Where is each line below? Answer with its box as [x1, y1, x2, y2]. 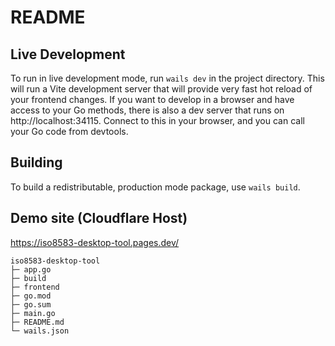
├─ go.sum [10, 299, 52, 310]
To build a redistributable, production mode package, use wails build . [10, 181, 301, 193]
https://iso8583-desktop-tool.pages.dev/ [10, 236, 180, 248]
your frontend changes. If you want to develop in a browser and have [10, 94, 295, 105]
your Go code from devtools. [10, 126, 129, 137]
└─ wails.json [10, 326, 70, 336]
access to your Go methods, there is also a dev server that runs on [10, 104, 285, 116]
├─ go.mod [10, 291, 52, 301]
